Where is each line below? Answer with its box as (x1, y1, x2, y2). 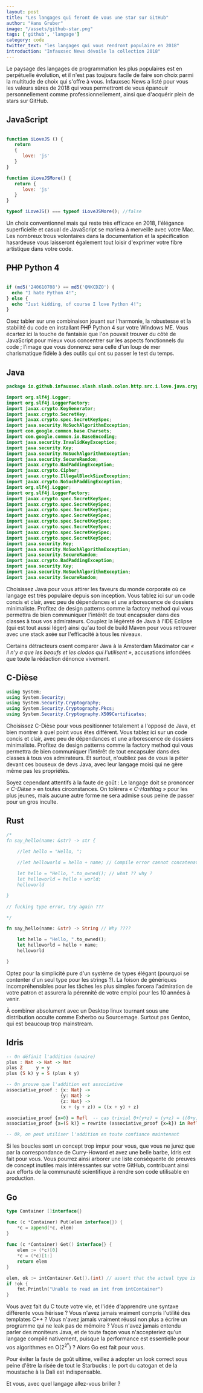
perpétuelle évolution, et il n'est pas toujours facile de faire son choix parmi (6, 71, 194, 79)
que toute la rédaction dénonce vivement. (6, 655, 111, 662)
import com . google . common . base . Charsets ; (6, 428, 112, 434)
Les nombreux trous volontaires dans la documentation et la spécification (6, 233, 189, 240)
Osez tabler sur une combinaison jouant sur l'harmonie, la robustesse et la (6, 317, 192, 325)
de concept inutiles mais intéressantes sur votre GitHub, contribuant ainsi (6, 1162, 189, 1169)
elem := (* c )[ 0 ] (17, 1247, 59, 1254)
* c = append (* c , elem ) (17, 1225, 74, 1231)
